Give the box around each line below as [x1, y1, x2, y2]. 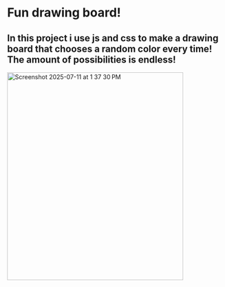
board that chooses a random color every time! [7, 43, 213, 54]
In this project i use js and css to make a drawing [7, 32, 219, 44]
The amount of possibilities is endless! [7, 54, 177, 65]
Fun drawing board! [7, 5, 122, 21]
